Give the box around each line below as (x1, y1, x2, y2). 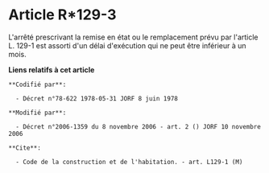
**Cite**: (8, 143, 42, 152)
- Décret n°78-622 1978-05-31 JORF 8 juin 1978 (15, 94, 179, 102)
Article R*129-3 (8, 6, 117, 24)
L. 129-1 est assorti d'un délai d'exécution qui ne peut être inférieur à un (8, 40, 247, 50)
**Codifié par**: (8, 80, 67, 89)
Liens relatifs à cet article (8, 64, 95, 74)
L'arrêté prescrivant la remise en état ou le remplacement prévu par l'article (8, 32, 259, 42)
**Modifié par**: (8, 109, 67, 117)
